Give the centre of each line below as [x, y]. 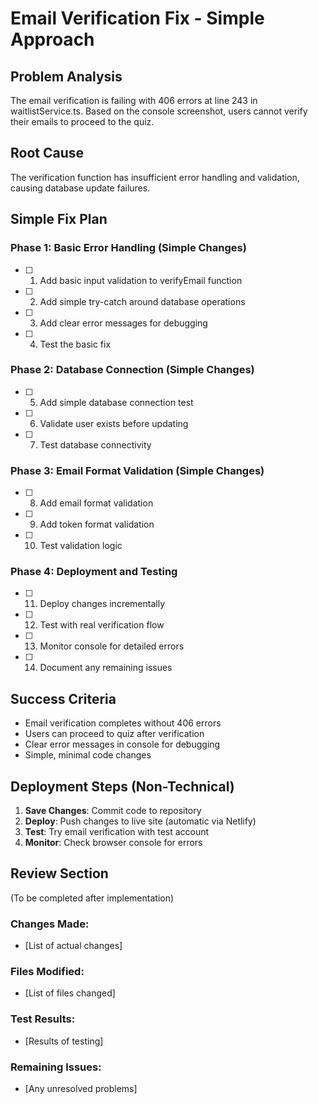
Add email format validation [96, 503]
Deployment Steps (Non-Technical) [122, 786]
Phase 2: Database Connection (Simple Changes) [132, 370]
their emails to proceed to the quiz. [82, 121]
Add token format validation [97, 524]
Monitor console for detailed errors [112, 646]
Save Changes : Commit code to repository [113, 811]
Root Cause [47, 153]
